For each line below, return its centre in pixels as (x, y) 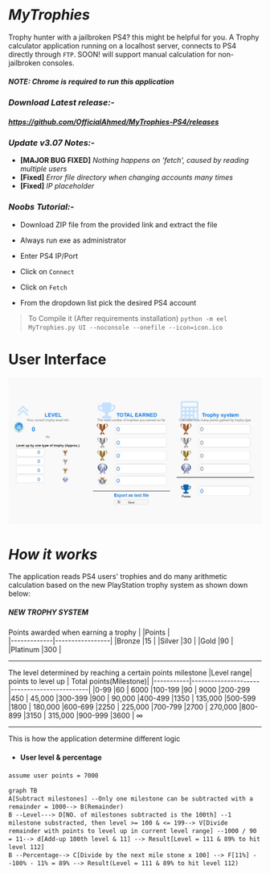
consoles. (58, 63)
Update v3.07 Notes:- (51, 143)
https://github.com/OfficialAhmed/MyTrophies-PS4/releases (114, 122)
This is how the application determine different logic (94, 739)
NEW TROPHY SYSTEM (48, 612)
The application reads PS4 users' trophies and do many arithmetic (118, 576)
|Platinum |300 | (35, 650)
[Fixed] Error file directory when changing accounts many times (126, 177)
